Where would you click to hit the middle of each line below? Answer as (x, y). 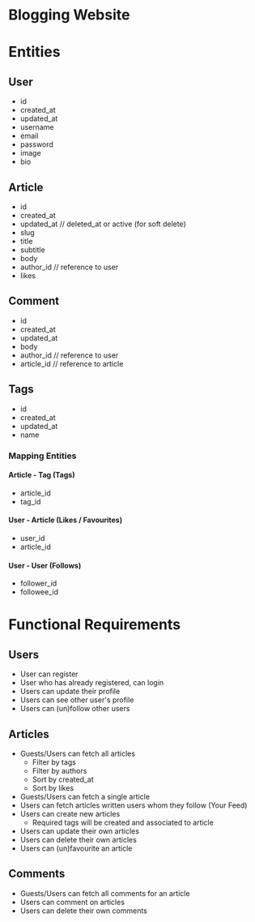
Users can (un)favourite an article (76, 848)
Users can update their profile (70, 692)
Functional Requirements (94, 625)
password (37, 144)
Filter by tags (54, 762)
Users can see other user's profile (77, 700)
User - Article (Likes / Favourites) (66, 520)
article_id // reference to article (72, 363)
